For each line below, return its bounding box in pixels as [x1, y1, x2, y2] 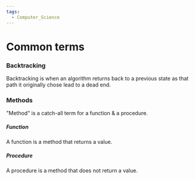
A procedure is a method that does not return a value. [6, 167, 138, 174]
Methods [6, 96, 33, 104]
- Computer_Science [11, 14, 60, 20]
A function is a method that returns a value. [6, 138, 113, 146]
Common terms [6, 40, 85, 54]
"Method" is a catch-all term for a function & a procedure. [6, 110, 148, 117]
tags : [6, 8, 20, 15]
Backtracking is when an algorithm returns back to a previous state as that [6, 75, 189, 82]
